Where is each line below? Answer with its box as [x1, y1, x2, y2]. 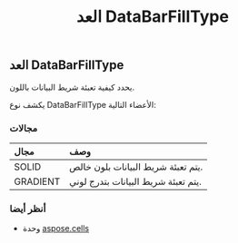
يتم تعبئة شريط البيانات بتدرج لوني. [69, 175, 203, 188]
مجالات [9, 121, 38, 134]
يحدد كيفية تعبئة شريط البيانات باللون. [9, 82, 134, 92]
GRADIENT [14, 175, 61, 188]
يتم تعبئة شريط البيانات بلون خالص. [69, 160, 203, 173]
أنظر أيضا [9, 202, 46, 215]
